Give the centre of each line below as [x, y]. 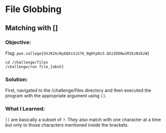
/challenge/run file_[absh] [35, 66]
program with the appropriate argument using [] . [56, 96]
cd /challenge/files [27, 62]
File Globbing [33, 9]
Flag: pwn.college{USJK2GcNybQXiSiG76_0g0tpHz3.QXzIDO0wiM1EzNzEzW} [77, 53]
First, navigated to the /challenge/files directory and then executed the [78, 90]
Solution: [17, 79]
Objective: [18, 42]
